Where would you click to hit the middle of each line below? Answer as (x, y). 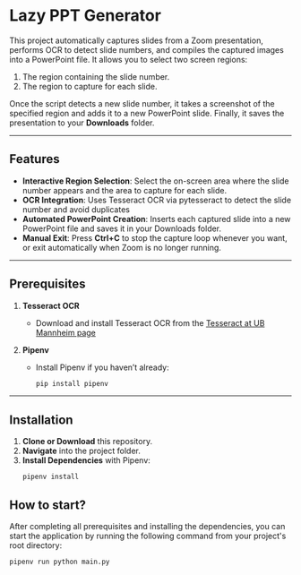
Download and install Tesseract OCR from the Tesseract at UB (150, 322)
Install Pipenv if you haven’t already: (102, 367)
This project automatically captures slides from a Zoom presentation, (137, 40)
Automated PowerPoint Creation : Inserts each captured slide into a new (156, 219)
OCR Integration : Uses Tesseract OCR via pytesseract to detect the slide (157, 200)
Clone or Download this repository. (87, 442)
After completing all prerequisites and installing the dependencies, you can (147, 526)
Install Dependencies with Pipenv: (86, 460)
